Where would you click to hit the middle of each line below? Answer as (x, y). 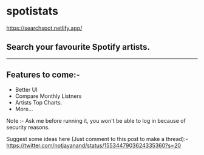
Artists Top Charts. (39, 102)
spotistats (32, 11)
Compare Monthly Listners (48, 96)
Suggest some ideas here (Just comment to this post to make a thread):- (97, 139)
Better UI (26, 89)
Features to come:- (43, 75)
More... (24, 109)
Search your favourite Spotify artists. (78, 47)
